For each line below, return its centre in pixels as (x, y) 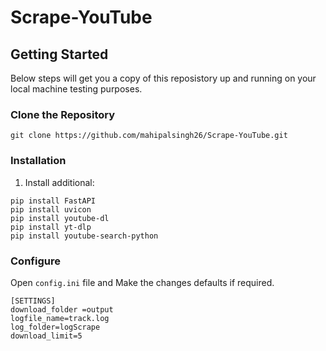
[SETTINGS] (33, 301)
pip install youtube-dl (60, 218)
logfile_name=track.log (60, 318)
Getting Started (59, 54)
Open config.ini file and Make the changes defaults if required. (142, 282)
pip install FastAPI (53, 201)
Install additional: (59, 182)
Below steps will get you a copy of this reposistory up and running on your (163, 78)
